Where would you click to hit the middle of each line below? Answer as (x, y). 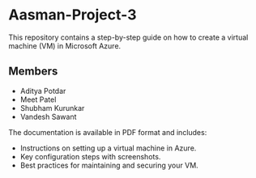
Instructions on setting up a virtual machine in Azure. (108, 148)
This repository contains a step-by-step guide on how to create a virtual (128, 37)
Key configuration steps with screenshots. (90, 156)
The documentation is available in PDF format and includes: (108, 132)
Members (33, 72)
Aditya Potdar (43, 91)
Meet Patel (38, 100)
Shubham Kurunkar (52, 108)
